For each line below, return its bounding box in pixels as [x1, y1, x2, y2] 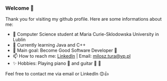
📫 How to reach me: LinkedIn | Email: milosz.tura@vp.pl [12, 53, 131, 59]
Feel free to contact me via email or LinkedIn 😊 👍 [5, 71, 109, 77]
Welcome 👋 [5, 5, 34, 12]
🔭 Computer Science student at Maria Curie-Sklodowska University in [12, 31, 159, 37]
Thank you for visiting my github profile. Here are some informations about [5, 16, 162, 22]
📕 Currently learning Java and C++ [12, 42, 86, 48]
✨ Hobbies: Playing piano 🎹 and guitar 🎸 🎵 [12, 60, 101, 66]
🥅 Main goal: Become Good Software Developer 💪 [12, 48, 118, 54]
